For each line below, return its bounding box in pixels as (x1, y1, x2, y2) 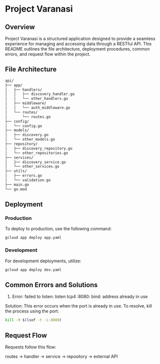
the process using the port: (5, 308, 59, 314)
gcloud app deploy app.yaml (5, 235, 62, 240)
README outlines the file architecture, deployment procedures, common (5, 46, 150, 52)
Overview (5, 23, 35, 31)
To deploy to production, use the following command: (5, 226, 112, 232)
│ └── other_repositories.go (5, 150, 68, 155)
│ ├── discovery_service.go (5, 160, 66, 164)
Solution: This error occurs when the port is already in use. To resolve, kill (5, 303, 152, 309)
